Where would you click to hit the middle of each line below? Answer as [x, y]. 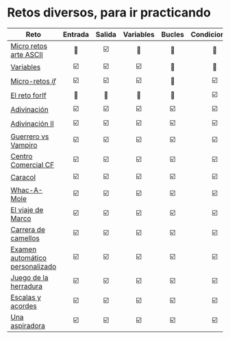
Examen [24, 249]
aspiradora [28, 325]
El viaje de [27, 209]
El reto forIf [28, 95]
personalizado [34, 266]
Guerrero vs [30, 137]
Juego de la [29, 277]
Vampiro [24, 145]
